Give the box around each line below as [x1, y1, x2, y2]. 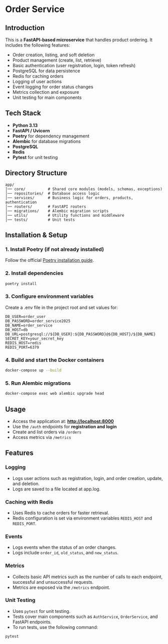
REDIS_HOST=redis [5, 340, 42, 346]
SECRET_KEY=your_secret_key [5, 336, 64, 341]
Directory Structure [5, 169, 68, 178]
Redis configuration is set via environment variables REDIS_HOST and [12, 515, 152, 521]
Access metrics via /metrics [12, 434, 71, 440]
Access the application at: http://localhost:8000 [12, 418, 114, 424]
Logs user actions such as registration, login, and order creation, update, [12, 475, 163, 481]
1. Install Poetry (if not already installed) [5, 246, 104, 253]
